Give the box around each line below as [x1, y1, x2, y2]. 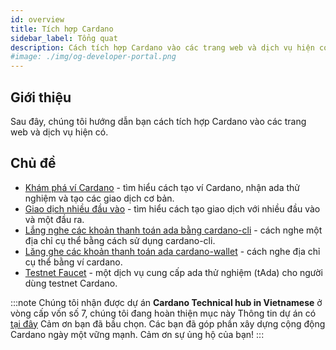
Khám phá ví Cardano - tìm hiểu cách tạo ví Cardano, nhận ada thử [24, 181, 300, 193]
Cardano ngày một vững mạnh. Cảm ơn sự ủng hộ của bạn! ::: [10, 328, 265, 340]
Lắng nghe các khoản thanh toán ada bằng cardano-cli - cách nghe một [24, 224, 323, 236]
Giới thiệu [10, 89, 72, 106]
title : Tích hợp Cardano [10, 24, 114, 34]
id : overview [10, 14, 65, 25]
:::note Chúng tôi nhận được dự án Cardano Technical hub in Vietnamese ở [10, 296, 323, 308]
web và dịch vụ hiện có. [10, 126, 109, 138]
